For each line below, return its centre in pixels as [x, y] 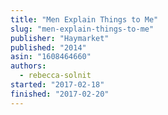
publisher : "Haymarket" [60, 38]
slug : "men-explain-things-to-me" [82, 29]
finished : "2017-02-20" [60, 94]
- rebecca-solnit [55, 76]
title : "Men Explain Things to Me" [84, 19]
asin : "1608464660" [51, 57]
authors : [28, 66]
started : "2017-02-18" [57, 85]
